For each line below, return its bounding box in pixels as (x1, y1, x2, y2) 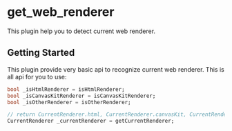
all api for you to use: (7, 72, 67, 81)
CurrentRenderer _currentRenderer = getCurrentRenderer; (7, 118, 175, 125)
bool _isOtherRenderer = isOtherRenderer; (7, 99, 131, 105)
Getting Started (7, 47, 75, 59)
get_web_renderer (7, 4, 115, 20)
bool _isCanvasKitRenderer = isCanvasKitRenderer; (7, 92, 156, 99)
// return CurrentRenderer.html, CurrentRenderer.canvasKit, (7, 111, 187, 118)
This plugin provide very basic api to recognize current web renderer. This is (7, 65, 224, 73)
